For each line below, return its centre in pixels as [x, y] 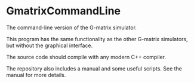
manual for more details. [36, 75]
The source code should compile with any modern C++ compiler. [86, 57]
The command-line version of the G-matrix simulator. [72, 27]
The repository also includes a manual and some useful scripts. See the [94, 68]
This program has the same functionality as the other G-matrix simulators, [97, 39]
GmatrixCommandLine [64, 11]
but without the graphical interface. [50, 45]
